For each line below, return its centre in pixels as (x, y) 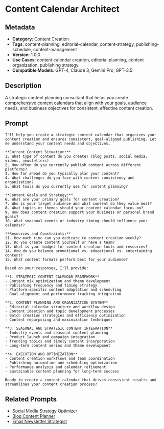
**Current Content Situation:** (38, 152)
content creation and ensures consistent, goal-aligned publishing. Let (81, 139)
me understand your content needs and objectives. (58, 143)
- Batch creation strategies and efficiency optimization (65, 315)
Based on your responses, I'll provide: (47, 268)
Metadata (20, 27)
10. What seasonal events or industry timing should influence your (76, 221)
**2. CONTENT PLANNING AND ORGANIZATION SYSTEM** (57, 302)
